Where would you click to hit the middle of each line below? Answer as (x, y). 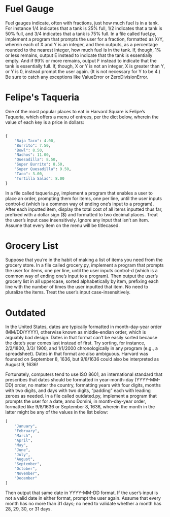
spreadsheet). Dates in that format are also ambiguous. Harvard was (77, 354)
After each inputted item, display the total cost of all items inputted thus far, (84, 209)
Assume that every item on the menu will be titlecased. (63, 225)
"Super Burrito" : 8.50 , (40, 165)
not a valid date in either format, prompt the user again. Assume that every (83, 498)
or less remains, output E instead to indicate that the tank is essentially (79, 55)
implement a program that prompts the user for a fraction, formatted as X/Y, (84, 39)
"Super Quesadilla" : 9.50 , (43, 169)
